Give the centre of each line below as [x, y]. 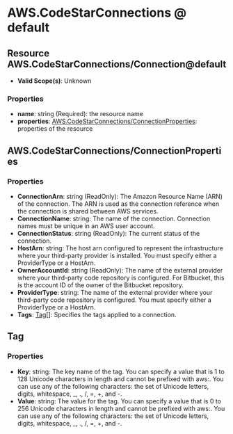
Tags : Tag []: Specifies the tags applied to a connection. [97, 314]
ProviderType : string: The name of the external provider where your [115, 292]
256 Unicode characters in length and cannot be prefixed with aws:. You [121, 408]
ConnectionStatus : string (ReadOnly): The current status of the [109, 233]
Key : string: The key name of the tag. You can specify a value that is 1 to [121, 371]
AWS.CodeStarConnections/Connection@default [117, 64]
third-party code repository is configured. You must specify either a [114, 300]
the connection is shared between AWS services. [88, 211]
